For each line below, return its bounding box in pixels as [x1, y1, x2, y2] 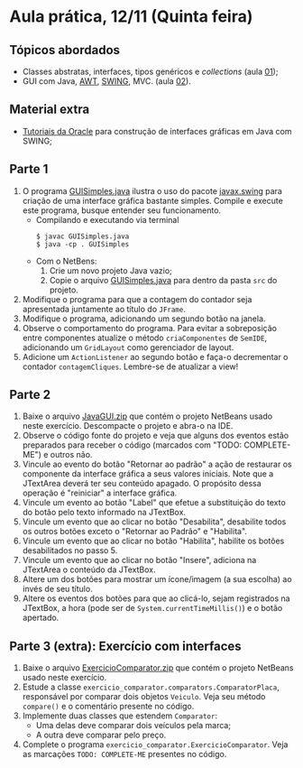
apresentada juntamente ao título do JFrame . [22, 303, 187, 314]
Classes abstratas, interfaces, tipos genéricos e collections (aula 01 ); [22, 66, 279, 77]
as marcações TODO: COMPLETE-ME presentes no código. [22, 749, 227, 760]
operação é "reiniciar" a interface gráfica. [22, 487, 178, 498]
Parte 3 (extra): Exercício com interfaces [9, 638, 242, 653]
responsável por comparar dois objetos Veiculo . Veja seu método [22, 691, 266, 702]
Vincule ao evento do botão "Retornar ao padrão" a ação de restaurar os [22, 458, 292, 470]
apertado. [22, 612, 60, 624]
